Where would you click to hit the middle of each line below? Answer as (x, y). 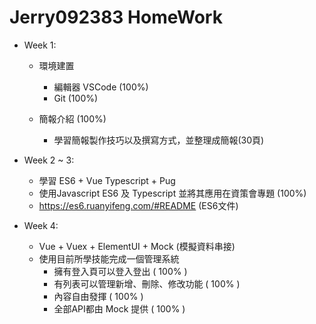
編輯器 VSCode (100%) (101, 87)
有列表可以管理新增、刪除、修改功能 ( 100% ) (147, 283)
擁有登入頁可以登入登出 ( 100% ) (120, 271)
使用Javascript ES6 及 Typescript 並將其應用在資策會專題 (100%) (172, 193)
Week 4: (41, 225)
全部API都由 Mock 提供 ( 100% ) (119, 308)
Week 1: (40, 45)
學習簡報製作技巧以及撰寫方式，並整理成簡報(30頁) (159, 140)
